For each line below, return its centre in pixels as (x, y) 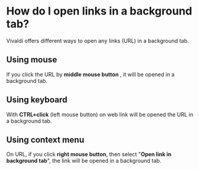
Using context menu (45, 139)
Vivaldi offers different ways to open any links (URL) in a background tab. (98, 41)
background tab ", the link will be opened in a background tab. (84, 161)
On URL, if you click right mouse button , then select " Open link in (89, 154)
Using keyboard (37, 100)
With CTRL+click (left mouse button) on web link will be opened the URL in (100, 114)
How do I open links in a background (99, 11)
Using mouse (32, 60)
